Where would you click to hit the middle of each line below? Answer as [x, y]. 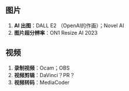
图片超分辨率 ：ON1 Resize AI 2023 [55, 32]
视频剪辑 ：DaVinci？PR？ [44, 75]
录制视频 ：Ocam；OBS [42, 68]
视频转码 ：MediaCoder [42, 82]
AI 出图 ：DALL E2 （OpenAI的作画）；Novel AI [69, 26]
